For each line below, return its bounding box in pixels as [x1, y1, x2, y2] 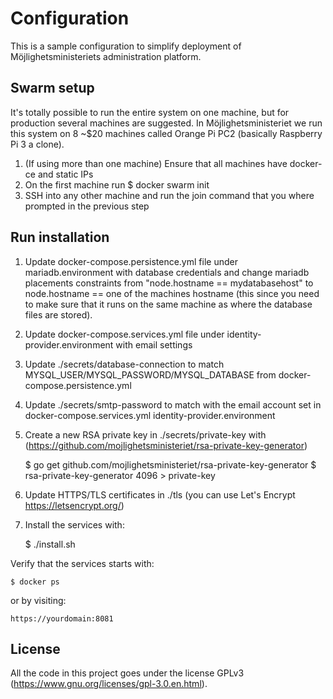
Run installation [10, 229, 110, 246]
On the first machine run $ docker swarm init [24, 178, 210, 191]
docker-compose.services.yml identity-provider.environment [24, 409, 276, 421]
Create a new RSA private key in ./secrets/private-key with [24, 428, 267, 441]
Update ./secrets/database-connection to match [24, 358, 225, 370]
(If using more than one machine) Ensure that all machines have [24, 157, 288, 169]
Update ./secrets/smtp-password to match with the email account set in [24, 398, 322, 411]
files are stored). [24, 308, 93, 321]
